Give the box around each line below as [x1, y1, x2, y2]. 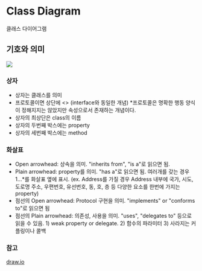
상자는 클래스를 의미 [14, 92, 62, 99]
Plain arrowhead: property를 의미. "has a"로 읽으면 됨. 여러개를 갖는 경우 [14, 168, 190, 176]
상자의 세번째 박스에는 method [14, 129, 87, 136]
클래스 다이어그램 [6, 25, 47, 32]
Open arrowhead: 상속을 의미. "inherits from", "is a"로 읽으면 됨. [14, 161, 171, 168]
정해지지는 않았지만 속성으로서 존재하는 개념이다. [21, 107, 136, 114]
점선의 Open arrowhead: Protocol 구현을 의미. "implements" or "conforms [14, 197, 195, 205]
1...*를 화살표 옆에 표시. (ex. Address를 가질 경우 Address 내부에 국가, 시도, [14, 176, 194, 183]
